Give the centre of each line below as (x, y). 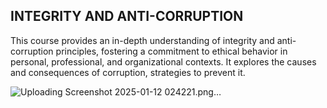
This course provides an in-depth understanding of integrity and (142, 40)
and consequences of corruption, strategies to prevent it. (128, 72)
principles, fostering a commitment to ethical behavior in (171, 51)
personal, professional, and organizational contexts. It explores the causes (163, 61)
